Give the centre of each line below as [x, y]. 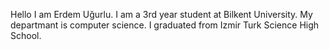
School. [26, 35]
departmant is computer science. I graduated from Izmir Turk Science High [165, 25]
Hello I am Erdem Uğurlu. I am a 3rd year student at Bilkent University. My [161, 14]
